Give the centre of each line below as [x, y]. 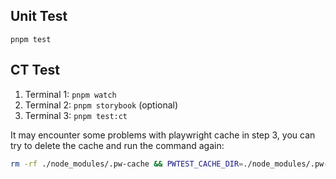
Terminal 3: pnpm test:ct [76, 115]
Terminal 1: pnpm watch [70, 94]
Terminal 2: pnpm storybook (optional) [101, 105]
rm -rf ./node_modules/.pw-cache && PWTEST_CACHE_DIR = [127, 164]
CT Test [35, 70]
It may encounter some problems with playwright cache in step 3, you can [163, 135]
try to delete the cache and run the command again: [117, 145]
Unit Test [39, 16]
